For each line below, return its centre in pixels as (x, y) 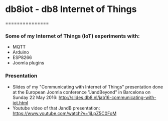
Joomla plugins (28, 63)
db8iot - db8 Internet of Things (71, 9)
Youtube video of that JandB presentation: (56, 108)
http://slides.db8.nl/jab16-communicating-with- (107, 97)
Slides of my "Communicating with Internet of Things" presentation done (88, 86)
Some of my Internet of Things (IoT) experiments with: (72, 36)
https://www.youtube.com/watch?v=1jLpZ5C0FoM (64, 113)
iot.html (20, 102)
